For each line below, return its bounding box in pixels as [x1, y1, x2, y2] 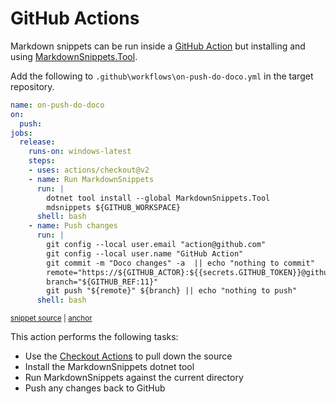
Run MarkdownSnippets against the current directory [24, 372, 244, 384]
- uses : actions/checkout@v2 [28, 165, 150, 176]
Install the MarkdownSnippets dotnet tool [24, 361, 195, 373]
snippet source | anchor [10, 313, 93, 324]
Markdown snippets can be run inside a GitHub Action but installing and [10, 40, 306, 52]
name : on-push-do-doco [10, 100, 105, 110]
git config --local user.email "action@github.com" [46, 240, 267, 250]
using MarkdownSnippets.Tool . [10, 50, 138, 62]
